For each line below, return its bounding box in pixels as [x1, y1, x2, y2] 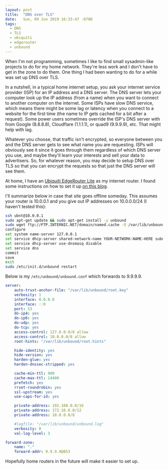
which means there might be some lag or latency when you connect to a [5, 105, 154, 111]
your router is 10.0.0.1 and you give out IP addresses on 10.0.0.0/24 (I [5, 198, 147, 204]
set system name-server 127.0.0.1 [5, 232, 77, 237]
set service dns [5, 246, 39, 251]
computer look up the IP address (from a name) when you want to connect [5, 95, 159, 101]
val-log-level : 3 [14, 431, 50, 436]
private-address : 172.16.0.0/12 [14, 408, 81, 413]
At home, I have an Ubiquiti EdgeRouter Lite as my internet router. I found [5, 178, 156, 184]
